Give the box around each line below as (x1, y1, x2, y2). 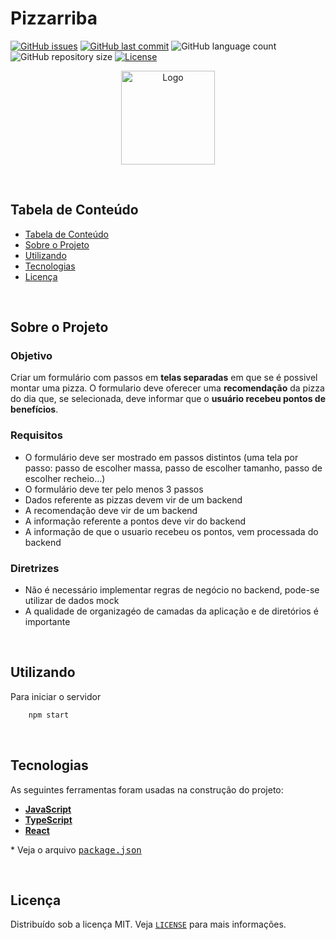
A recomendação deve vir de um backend (24, 504, 198, 516)
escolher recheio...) (24, 472, 106, 484)
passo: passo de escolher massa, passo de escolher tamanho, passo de (24, 462, 323, 474)
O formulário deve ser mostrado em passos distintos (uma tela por (24, 451, 299, 463)
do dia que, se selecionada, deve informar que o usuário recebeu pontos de (10, 393, 327, 405)
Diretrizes (10, 561, 60, 575)
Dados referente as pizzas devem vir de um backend (24, 493, 243, 506)
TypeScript (24, 813, 73, 826)
